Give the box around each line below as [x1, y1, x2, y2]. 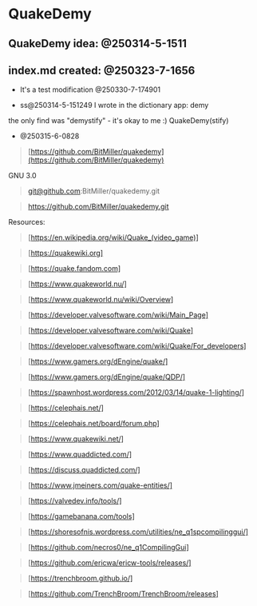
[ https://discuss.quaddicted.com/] [27, 465, 141, 475]
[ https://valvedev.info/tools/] [27, 496, 122, 506]
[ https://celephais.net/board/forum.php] [27, 419, 160, 429]
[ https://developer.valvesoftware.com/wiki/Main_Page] [27, 310, 209, 320]
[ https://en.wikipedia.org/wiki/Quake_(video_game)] [27, 233, 200, 242]
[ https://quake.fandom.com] [27, 264, 121, 273]
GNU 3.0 [8, 171, 38, 181]
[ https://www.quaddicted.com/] [27, 449, 132, 460]
